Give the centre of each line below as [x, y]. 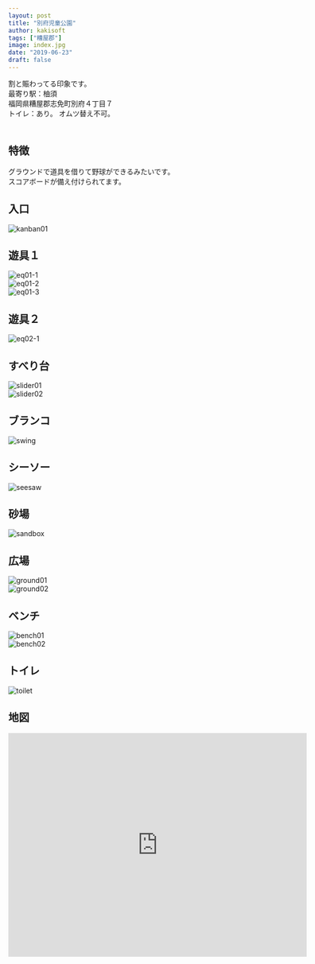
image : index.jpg [37, 45]
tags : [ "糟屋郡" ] [35, 38]
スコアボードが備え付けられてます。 [67, 181]
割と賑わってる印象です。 [50, 84]
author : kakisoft [37, 30]
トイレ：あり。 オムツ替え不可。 [62, 113]
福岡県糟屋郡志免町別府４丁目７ [60, 103]
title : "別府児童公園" [42, 23]
